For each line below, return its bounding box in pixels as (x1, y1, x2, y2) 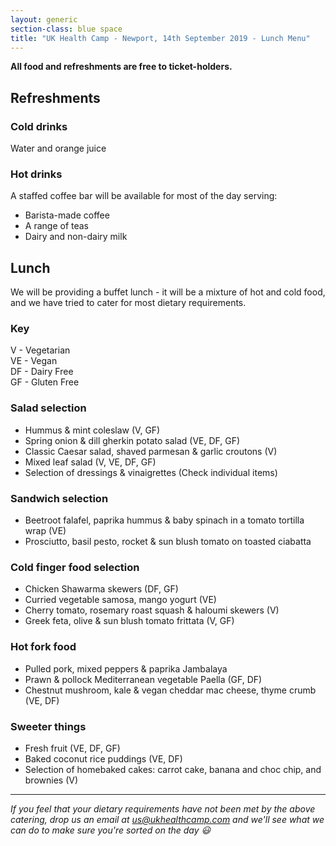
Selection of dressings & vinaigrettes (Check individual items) (24, 466, 278, 478)
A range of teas (24, 220, 89, 232)
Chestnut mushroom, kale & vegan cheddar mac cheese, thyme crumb (24, 684, 317, 696)
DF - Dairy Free (10, 366, 74, 378)
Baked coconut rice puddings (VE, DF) (24, 752, 183, 765)
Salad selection (10, 401, 87, 415)
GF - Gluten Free (10, 376, 80, 388)
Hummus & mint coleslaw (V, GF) (24, 424, 161, 436)
